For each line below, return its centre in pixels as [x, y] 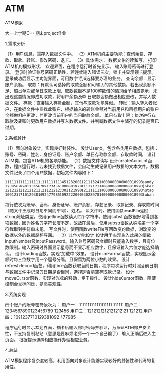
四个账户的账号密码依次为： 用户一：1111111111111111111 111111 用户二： [74, 304]
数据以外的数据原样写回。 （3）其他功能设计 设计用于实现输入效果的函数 [78, 235]
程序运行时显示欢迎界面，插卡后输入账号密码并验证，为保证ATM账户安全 [78, 327]
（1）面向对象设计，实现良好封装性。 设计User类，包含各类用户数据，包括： [82, 148]
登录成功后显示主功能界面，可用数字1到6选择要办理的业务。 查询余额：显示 [81, 78]
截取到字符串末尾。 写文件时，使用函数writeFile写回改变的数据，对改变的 [82, 229]
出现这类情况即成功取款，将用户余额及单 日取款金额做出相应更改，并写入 [78, 96]
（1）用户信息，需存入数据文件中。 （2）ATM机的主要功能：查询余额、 [77, 54]
